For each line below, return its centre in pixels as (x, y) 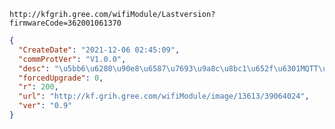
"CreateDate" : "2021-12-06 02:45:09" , (99, 50)
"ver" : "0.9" (45, 106)
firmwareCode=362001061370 (65, 23)
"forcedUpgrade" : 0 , (61, 78)
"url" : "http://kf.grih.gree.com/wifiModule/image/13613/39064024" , (164, 96)
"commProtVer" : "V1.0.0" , (72, 59)
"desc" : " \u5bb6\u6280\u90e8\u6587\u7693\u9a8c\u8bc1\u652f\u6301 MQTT (168, 68)
